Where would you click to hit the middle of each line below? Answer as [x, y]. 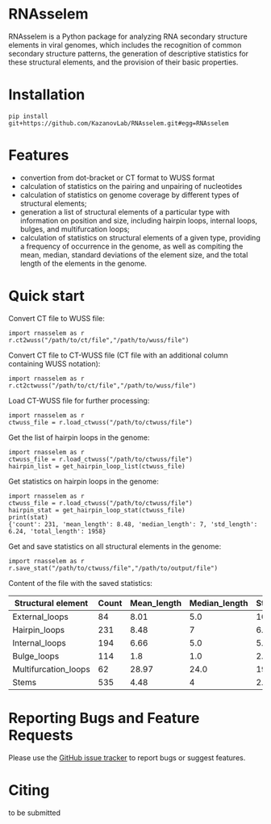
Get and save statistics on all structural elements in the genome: [115, 546]
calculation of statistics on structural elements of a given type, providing [140, 237]
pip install [28, 116]
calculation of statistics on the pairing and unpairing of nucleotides [131, 186]
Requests [41, 735]
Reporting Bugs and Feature [104, 718]
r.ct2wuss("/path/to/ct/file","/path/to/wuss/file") [99, 340]
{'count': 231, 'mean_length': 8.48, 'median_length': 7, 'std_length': [133, 524]
